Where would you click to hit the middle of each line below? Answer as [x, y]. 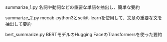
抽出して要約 [18, 24]
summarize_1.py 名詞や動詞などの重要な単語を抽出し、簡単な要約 [73, 7]
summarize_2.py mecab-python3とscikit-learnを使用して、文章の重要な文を [84, 18]
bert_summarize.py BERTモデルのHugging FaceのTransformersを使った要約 [84, 34]
